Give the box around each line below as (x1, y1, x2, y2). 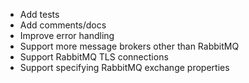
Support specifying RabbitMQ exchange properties (19, 62, 230, 73)
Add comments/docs (19, 19, 107, 31)
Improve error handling (19, 30, 115, 41)
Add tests (19, 9, 60, 20)
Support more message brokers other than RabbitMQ (19, 40, 240, 52)
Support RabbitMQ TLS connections (19, 51, 169, 63)
